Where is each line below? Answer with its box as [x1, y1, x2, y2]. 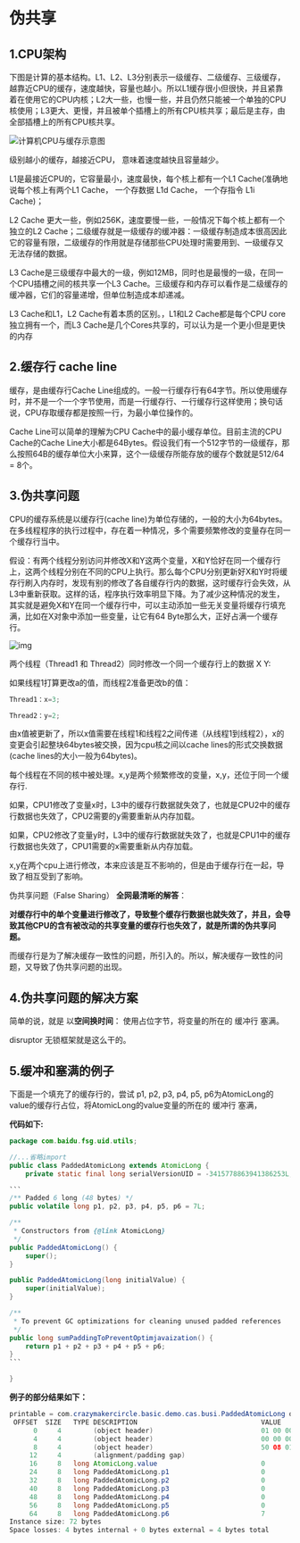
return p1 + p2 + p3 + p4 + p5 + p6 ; [25, 1341, 166, 1351]
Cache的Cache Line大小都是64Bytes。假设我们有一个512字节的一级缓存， [9, 437, 283, 447]
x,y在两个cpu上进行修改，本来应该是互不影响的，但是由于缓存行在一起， [9, 860, 277, 871]
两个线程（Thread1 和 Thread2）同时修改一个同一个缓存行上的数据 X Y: [9, 658, 271, 669]
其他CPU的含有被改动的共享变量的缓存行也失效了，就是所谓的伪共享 [16, 921, 269, 931]
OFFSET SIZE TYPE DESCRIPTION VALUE [12, 1417, 281, 1427]
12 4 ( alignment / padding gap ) [29, 1451, 186, 1460]
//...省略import [9, 1153, 67, 1162]
